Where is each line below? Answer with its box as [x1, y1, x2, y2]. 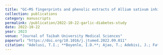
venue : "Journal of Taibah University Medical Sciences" [5, 34, 123, 39]
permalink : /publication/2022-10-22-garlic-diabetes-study [5, 20, 127, 25]
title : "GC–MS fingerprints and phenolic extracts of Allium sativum [5, 7, 149, 12]
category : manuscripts [5, 16, 51, 21]
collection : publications [5, 11, 57, 16]
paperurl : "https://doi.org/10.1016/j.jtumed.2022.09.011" [5, 38, 127, 43]
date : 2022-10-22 [5, 25, 40, 30]
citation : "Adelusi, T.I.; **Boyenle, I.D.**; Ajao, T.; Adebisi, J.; [5, 43, 151, 47]
